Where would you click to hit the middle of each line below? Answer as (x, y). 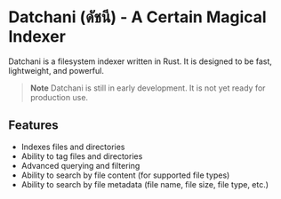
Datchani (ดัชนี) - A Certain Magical (138, 17)
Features (33, 126)
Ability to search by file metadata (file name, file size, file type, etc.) (145, 184)
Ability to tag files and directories (82, 156)
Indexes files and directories (73, 147)
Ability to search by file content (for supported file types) (125, 175)
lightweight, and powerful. (56, 70)
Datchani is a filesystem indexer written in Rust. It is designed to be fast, (140, 61)
